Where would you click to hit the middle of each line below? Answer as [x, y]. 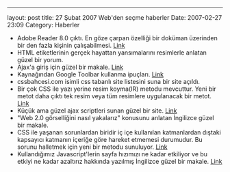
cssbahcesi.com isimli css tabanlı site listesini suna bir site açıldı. [108, 82]
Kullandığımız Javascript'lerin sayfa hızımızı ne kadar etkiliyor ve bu [112, 154]
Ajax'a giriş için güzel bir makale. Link [70, 67]
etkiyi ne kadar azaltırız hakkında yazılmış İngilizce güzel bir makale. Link [119, 161]
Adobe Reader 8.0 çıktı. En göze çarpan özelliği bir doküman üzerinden [117, 38]
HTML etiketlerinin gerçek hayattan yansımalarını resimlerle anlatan [112, 53]
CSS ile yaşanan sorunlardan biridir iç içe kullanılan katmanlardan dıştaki [119, 132]
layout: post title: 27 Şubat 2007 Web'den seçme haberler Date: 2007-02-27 [115, 17]
